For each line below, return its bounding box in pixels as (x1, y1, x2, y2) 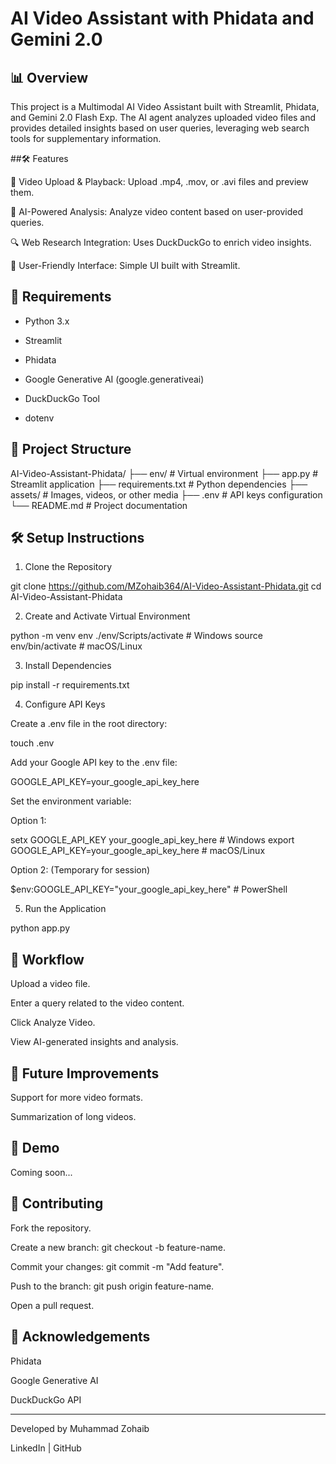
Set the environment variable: (10, 795, 132, 807)
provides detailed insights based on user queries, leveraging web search (10, 122, 310, 134)
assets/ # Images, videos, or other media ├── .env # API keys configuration (10, 488, 323, 501)
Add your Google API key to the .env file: (10, 757, 178, 769)
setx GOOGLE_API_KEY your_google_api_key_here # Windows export (10, 834, 295, 846)
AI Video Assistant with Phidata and (10, 7, 315, 30)
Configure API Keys (24, 698, 106, 711)
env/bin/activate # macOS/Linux (10, 640, 143, 652)
